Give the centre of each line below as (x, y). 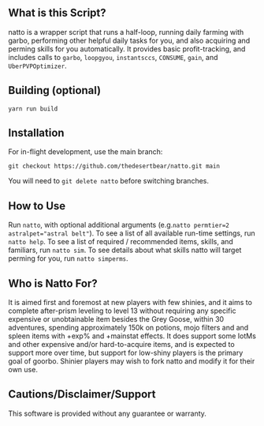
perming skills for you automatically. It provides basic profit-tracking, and (127, 49)
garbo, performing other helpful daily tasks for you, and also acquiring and (129, 40)
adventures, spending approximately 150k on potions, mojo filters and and (128, 328)
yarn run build (33, 109)
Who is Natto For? (53, 283)
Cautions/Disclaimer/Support (82, 394)
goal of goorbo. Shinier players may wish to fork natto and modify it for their (132, 361)
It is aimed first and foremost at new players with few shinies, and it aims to (130, 303)
